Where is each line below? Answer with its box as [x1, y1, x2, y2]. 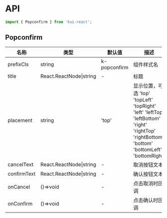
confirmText [7, 170, 36, 177]
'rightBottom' [133, 133, 164, 140]
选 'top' [133, 90, 151, 97]
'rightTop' [133, 127, 156, 134]
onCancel [7, 183, 30, 190]
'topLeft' [133, 96, 153, 103]
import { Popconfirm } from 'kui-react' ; [5, 19, 92, 24]
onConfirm [7, 200, 33, 207]
